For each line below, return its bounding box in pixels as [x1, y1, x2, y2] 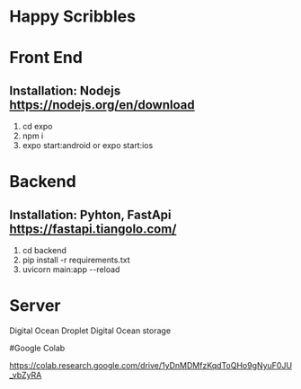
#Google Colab [9, 343, 66, 354]
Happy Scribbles [9, 6, 137, 27]
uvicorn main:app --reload [22, 264, 120, 275]
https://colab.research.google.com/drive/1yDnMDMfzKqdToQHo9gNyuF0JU [9, 360, 293, 371]
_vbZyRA [9, 370, 42, 381]
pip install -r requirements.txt [22, 254, 130, 266]
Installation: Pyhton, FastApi [9, 207, 172, 222]
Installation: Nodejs [9, 83, 121, 98]
